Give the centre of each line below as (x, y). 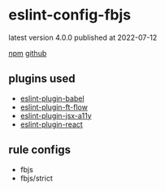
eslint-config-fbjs (70, 15)
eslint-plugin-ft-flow (54, 106)
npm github (28, 53)
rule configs (40, 150)
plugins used (42, 79)
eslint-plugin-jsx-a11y (56, 115)
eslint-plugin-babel (52, 98)
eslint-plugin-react (51, 124)
